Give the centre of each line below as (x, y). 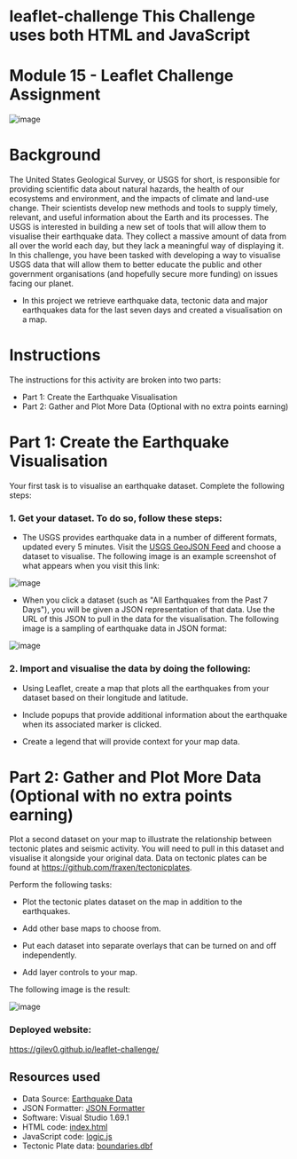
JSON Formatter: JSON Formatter (83, 1108)
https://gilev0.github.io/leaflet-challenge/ (84, 1049)
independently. (49, 955)
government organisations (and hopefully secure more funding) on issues (144, 274)
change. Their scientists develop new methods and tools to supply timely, (143, 208)
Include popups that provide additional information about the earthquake (155, 714)
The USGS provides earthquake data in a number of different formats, (149, 538)
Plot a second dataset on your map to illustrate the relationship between (141, 840)
